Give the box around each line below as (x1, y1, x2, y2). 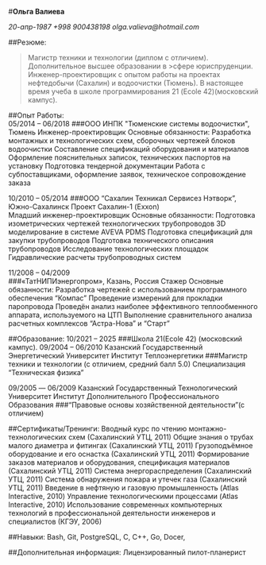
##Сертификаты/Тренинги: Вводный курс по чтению (8, 424, 187, 433)
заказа (8, 178, 32, 188)
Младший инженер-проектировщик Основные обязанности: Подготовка (8, 211, 256, 219)
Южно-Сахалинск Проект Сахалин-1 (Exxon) (8, 202, 160, 211)
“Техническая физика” (8, 368, 84, 377)
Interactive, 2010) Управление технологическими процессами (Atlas (8, 492, 238, 501)
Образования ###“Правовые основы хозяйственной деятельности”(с (8, 401, 245, 409)
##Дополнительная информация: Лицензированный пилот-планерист (8, 548, 246, 557)
